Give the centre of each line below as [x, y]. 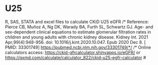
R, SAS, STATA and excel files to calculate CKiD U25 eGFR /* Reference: [77, 22]
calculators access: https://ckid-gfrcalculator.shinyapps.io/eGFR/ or [73, 52]
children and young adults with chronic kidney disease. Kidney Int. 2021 [77, 37]
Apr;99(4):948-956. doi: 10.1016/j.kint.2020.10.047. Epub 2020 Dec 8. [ [76, 42]
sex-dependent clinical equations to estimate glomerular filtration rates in [78, 32]
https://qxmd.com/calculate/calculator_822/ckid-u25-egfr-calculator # [76, 57]
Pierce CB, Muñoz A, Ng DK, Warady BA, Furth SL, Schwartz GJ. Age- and [79, 26]
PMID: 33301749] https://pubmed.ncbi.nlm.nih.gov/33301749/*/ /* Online [78, 47]
